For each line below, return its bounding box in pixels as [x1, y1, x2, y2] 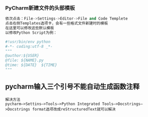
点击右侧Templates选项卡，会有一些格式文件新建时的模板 [5, 21, 108, 26]
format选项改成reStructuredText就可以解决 [32, 106, 116, 111]
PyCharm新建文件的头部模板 [5, 4, 76, 11]
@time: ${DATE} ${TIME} [5, 63, 57, 68]
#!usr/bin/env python [5, 39, 51, 44]
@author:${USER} [5, 53, 39, 58]
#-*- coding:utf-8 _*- [5, 44, 53, 49]
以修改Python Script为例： [5, 30, 57, 35]
